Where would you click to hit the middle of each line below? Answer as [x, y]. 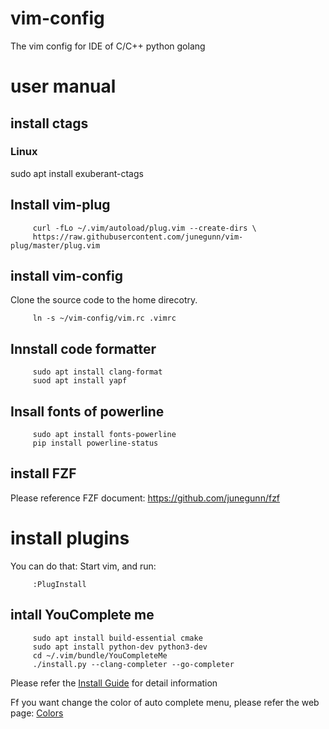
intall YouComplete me [82, 615]
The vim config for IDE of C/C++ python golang [108, 46]
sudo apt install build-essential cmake [117, 638]
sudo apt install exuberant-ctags [77, 173]
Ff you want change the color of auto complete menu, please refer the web [165, 702]
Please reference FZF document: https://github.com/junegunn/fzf [145, 498]
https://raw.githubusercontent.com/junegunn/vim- [138, 237]
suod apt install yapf [80, 381]
